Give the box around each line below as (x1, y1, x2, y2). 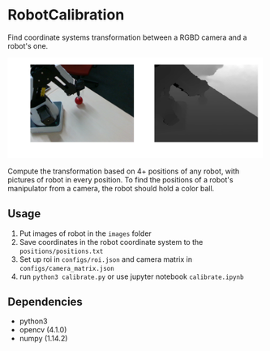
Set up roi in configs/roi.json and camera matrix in (19, 254, 192, 264)
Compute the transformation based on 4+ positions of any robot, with (7, 166, 240, 176)
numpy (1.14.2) (19, 334, 68, 344)
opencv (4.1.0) (19, 325, 67, 335)
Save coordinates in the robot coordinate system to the (19, 237, 204, 246)
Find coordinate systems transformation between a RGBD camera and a (7, 32, 248, 42)
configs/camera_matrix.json (19, 264, 114, 272)
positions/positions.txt (19, 247, 104, 255)
